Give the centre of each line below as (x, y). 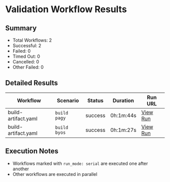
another (21, 169)
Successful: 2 (27, 46)
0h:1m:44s (123, 115)
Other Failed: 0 (28, 67)
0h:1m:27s (123, 130)
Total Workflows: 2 (32, 40)
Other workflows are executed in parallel (55, 174)
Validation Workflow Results (66, 9)
